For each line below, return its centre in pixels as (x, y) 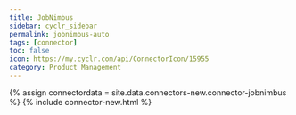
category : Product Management (66, 68)
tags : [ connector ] (43, 42)
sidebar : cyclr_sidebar (53, 26)
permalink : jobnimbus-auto (59, 34)
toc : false (29, 51)
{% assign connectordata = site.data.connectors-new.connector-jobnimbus (148, 92)
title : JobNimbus (41, 17)
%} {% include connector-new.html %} (81, 102)
